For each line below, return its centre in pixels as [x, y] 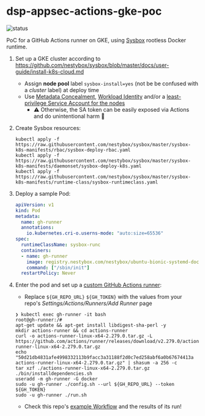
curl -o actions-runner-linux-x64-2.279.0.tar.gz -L [84, 336]
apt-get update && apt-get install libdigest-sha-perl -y [91, 325]
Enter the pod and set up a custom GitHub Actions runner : [88, 285]
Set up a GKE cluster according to [58, 58]
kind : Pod [28, 210]
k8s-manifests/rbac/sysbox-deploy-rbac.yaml [73, 150]
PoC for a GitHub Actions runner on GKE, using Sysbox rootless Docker [96, 40]
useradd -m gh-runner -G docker [56, 379]
